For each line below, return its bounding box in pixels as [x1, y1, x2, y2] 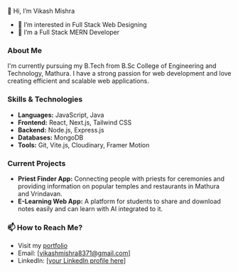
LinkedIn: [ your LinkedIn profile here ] [17, 256, 126, 265]
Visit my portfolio [17, 242, 68, 250]
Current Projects [7, 158, 66, 168]
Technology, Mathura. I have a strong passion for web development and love [7, 69, 232, 78]
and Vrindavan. [17, 189, 63, 198]
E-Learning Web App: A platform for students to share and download [17, 197, 222, 205]
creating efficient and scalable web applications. [7, 76, 149, 85]
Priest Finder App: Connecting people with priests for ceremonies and [17, 174, 225, 183]
